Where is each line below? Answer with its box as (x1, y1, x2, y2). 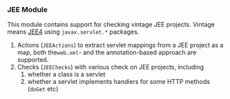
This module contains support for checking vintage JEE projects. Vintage (7, 21, 215, 29)
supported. (17, 56, 49, 64)
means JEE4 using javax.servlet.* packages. (7, 27, 140, 36)
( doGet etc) (27, 85, 59, 93)
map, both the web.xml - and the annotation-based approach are (17, 48, 197, 56)
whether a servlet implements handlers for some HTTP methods (27, 78, 211, 86)
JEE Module (7, 5, 48, 14)
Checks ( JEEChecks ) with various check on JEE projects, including (17, 63, 204, 71)
